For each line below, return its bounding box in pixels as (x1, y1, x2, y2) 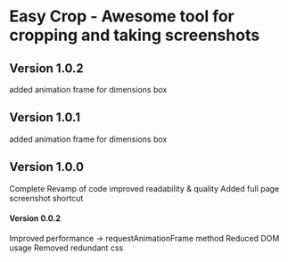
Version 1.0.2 (9, 61, 85, 76)
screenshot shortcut (9, 192, 84, 203)
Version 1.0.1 (9, 110, 81, 126)
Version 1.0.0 (9, 160, 85, 175)
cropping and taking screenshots (9, 25, 260, 45)
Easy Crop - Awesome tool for (9, 6, 235, 27)
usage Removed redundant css (9, 242, 124, 253)
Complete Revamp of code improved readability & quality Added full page (9, 183, 280, 193)
